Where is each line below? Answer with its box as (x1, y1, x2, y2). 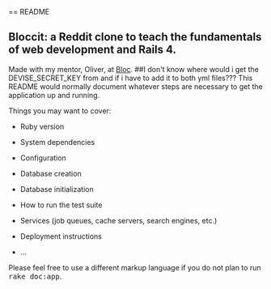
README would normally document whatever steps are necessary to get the (8, 81, 263, 91)
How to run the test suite (19, 200, 103, 210)
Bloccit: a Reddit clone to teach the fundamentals (8, 30, 262, 44)
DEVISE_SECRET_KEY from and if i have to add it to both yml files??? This (8, 73, 253, 83)
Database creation (19, 168, 83, 178)
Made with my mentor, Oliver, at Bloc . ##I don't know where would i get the (8, 64, 259, 74)
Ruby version (19, 121, 65, 131)
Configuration (19, 153, 66, 163)
